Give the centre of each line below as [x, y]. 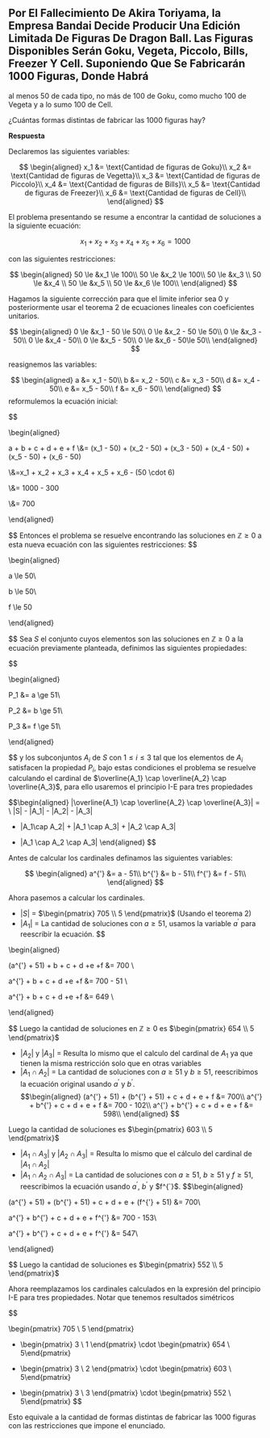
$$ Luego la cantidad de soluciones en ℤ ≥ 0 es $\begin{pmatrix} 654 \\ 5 [131, 1028]
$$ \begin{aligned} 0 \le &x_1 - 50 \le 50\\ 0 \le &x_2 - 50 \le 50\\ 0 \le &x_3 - [135, 331]
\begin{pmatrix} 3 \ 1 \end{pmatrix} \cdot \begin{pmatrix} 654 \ [125, 1344]
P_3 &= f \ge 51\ [35, 726]
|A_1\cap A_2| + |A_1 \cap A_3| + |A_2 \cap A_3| [98, 827]
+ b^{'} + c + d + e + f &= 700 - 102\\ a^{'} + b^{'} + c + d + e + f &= [141, 1105]
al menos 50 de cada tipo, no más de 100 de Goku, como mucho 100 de [128, 95]
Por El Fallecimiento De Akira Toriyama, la [115, 13]
